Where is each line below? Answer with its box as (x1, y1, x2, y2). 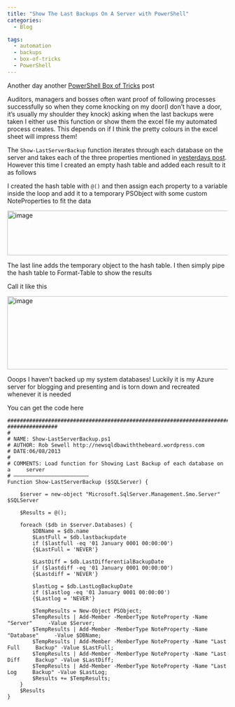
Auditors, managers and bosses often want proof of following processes (7, 95, 216, 103)
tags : (7, 36, 23, 43)
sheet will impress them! (7, 132, 78, 140)
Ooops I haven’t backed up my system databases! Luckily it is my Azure (7, 375, 215, 383)
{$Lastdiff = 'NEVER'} (32, 570, 99, 577)
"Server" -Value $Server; (7, 619, 96, 626)
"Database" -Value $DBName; (7, 632, 101, 639)
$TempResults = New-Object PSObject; (32, 607, 142, 614)
